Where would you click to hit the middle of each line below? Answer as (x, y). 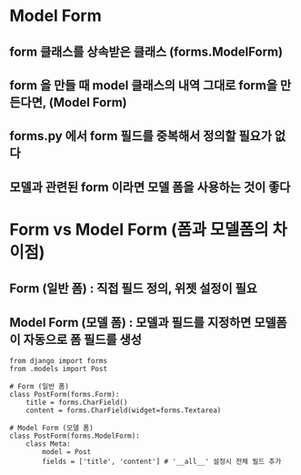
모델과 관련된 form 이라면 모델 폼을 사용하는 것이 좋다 (150, 187)
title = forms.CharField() (77, 403)
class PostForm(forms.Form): (65, 395)
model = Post (67, 452)
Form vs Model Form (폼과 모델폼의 (139, 229)
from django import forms (58, 361)
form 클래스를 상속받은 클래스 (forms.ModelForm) (146, 51)
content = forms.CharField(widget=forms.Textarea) (124, 410)
